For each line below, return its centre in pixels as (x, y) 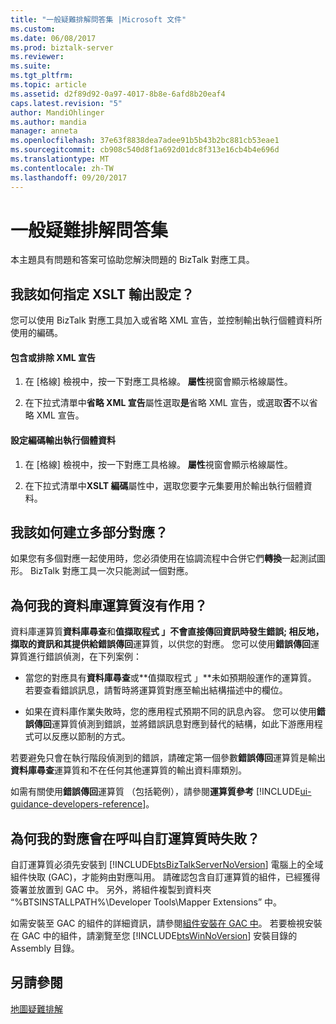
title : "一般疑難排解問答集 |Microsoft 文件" (98, 19)
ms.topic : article (48, 85)
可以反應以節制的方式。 (82, 737)
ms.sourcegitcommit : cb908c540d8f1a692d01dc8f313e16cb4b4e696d (145, 150)
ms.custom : (33, 29)
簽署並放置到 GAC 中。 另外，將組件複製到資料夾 (111, 890)
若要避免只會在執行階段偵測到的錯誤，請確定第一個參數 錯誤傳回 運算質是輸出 (168, 758)
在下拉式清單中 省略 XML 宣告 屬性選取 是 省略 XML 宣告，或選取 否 (158, 403)
